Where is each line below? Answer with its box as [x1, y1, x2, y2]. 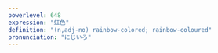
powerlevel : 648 [8, 11, 61, 19]
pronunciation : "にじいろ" [8, 33, 92, 41]
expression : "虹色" [8, 19, 70, 26]
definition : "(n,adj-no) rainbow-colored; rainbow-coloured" [8, 26, 213, 34]
